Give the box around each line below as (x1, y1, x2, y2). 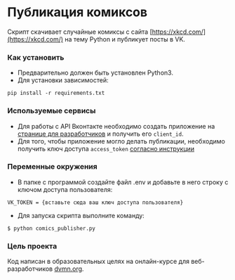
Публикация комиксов (7, 4, 148, 20)
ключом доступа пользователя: (17, 185, 113, 193)
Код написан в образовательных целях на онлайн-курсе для (7, 257, 189, 266)
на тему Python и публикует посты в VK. (65, 34, 186, 43)
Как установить (7, 52, 65, 62)
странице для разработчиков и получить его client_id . (17, 129, 184, 138)
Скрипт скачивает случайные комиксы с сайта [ (7, 27, 153, 36)
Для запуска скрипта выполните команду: (17, 211, 145, 219)
